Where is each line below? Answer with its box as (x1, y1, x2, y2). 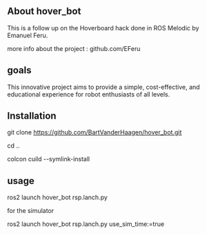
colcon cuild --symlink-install (7, 155, 90, 163)
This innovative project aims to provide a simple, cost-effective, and (7, 83, 200, 91)
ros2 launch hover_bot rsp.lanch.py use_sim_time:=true (7, 220, 164, 228)
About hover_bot (7, 6, 81, 17)
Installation (7, 110, 57, 122)
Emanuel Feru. (7, 31, 48, 39)
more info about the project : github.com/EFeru (7, 44, 141, 52)
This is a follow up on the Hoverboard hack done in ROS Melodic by (7, 23, 199, 32)
